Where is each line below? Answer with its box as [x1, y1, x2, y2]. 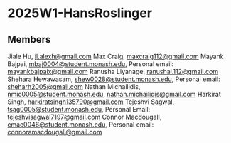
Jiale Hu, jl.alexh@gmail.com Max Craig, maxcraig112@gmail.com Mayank [7, 52, 224, 60]
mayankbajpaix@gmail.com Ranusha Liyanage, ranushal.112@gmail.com [7, 68, 219, 75]
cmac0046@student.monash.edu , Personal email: [7, 120, 154, 129]
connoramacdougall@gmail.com [7, 128, 102, 136]
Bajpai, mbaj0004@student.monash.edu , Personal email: [7, 60, 174, 68]
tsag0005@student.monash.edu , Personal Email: [7, 105, 151, 113]
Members [7, 33, 51, 46]
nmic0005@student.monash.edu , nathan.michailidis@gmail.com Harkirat [7, 90, 222, 98]
